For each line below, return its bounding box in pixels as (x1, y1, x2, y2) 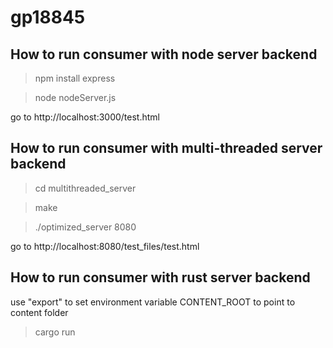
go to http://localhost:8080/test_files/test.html (10, 240, 200, 252)
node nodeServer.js (34, 92, 117, 103)
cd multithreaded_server (34, 182, 137, 194)
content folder (10, 306, 69, 318)
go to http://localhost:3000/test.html (10, 111, 160, 123)
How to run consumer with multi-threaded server (10, 140, 323, 157)
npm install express (34, 72, 116, 84)
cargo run (34, 326, 76, 338)
